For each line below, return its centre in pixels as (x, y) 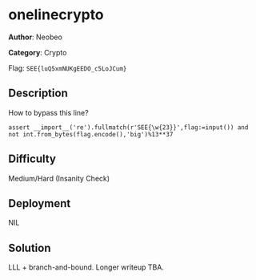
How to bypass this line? (49, 112)
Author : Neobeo (35, 37)
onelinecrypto (56, 15)
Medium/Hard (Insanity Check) (59, 178)
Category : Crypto (38, 52)
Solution (30, 248)
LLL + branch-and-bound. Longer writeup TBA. (86, 267)
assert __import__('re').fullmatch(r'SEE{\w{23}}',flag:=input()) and (128, 127)
